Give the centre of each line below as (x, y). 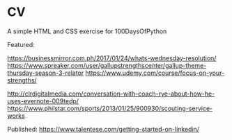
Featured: (21, 44)
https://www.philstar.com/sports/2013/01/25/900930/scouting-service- (110, 108)
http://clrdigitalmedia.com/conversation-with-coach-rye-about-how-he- (111, 94)
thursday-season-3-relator (46, 73)
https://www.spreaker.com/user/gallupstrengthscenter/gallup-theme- (107, 65)
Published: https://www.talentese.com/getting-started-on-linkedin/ (103, 129)
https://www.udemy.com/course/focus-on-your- (155, 73)
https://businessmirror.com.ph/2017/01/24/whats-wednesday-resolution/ (112, 58)
